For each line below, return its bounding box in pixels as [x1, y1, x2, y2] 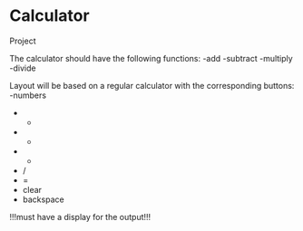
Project [9, 35, 36, 46]
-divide [9, 63, 36, 73]
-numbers [9, 90, 47, 101]
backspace [22, 194, 65, 205]
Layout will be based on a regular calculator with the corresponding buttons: [9, 80, 295, 91]
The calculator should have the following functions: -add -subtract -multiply [9, 53, 293, 63]
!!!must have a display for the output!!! [9, 211, 151, 222]
